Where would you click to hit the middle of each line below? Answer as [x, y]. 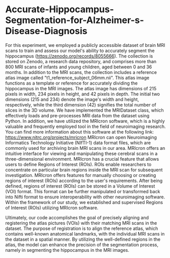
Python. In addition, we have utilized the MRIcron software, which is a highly [85, 121]
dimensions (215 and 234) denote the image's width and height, [72, 99]
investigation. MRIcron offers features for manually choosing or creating [81, 175]
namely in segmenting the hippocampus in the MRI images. [67, 250]
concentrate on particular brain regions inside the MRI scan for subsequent [84, 170]
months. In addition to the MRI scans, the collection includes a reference [81, 72]
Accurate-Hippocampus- [60, 9]
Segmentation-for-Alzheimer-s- [75, 20]
